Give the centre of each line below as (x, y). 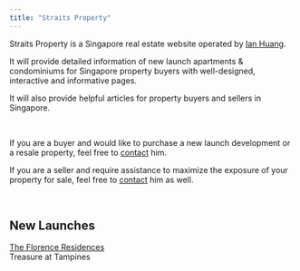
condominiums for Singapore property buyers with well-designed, (132, 71)
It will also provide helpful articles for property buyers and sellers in (135, 98)
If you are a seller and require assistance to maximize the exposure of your (149, 169)
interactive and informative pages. (73, 80)
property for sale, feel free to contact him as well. (102, 179)
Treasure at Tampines (50, 257)
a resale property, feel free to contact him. (88, 152)
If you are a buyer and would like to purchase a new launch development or (150, 142)
